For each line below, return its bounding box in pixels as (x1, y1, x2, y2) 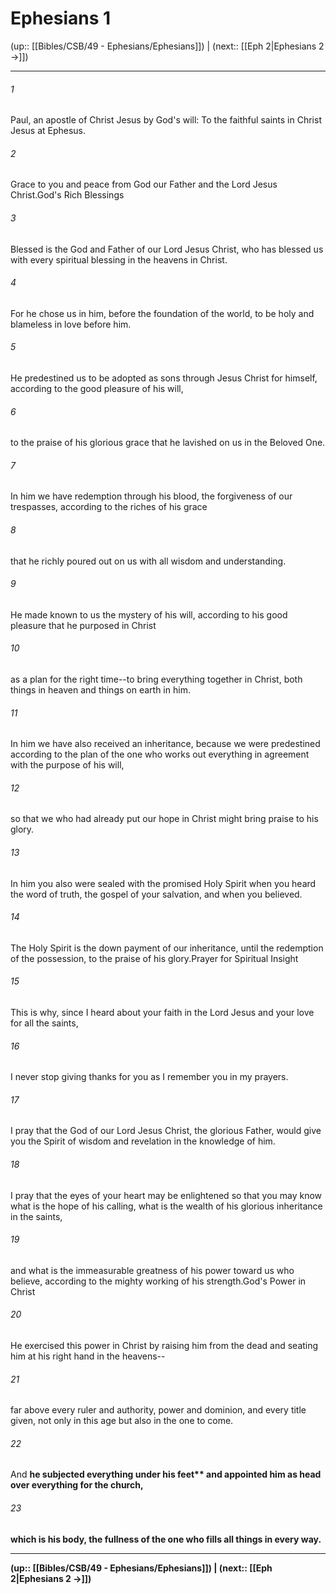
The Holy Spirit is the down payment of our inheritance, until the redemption (10, 942, 324, 954)
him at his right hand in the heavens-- (10, 1350, 166, 1362)
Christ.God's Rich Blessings (10, 189, 125, 201)
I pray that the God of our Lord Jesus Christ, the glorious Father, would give (10, 1125, 322, 1137)
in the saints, (10, 1210, 63, 1222)
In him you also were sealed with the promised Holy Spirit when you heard (10, 877, 317, 889)
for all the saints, (10, 1017, 79, 1029)
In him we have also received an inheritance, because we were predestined (10, 738, 321, 750)
